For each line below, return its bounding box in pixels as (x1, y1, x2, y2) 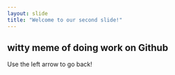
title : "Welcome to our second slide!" (7, 17, 123, 23)
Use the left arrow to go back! (7, 60, 92, 69)
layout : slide (7, 10, 49, 17)
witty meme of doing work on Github (7, 42, 169, 54)
